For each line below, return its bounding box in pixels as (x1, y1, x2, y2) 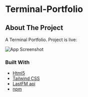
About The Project (5, 23, 63, 32)
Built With (5, 58, 30, 65)
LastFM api (12, 81, 36, 87)
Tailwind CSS (12, 75, 40, 81)
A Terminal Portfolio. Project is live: (5, 36, 77, 42)
